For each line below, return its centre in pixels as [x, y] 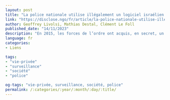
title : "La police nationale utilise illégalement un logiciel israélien [85, 15]
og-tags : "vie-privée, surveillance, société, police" [64, 85]
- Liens [13, 48]
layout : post [19, 10]
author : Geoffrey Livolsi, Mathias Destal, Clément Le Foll [70, 24]
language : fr [19, 39]
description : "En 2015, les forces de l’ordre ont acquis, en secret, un [85, 34]
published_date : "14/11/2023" [37, 29]
